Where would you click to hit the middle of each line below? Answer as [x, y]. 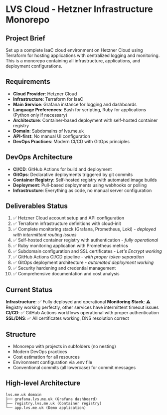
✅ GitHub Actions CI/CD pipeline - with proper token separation [78, 257]
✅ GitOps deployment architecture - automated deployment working [83, 262]
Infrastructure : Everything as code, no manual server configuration [82, 190]
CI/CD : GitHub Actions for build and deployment [62, 169]
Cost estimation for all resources [46, 357]
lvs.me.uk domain [24, 395]
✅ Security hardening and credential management [64, 268]
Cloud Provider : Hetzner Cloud [45, 94]
